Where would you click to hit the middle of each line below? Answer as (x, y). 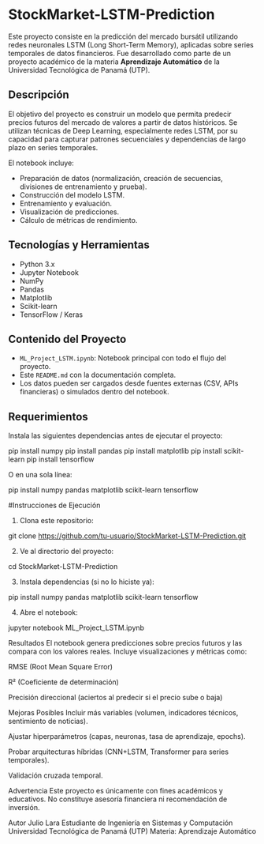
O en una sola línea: (40, 475)
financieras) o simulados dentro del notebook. (94, 392)
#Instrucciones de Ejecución (54, 505)
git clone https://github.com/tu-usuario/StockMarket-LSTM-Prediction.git (127, 536)
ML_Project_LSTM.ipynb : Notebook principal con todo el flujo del (123, 358)
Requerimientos (48, 416)
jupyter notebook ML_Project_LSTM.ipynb (76, 628)
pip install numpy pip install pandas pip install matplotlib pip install (115, 451)
